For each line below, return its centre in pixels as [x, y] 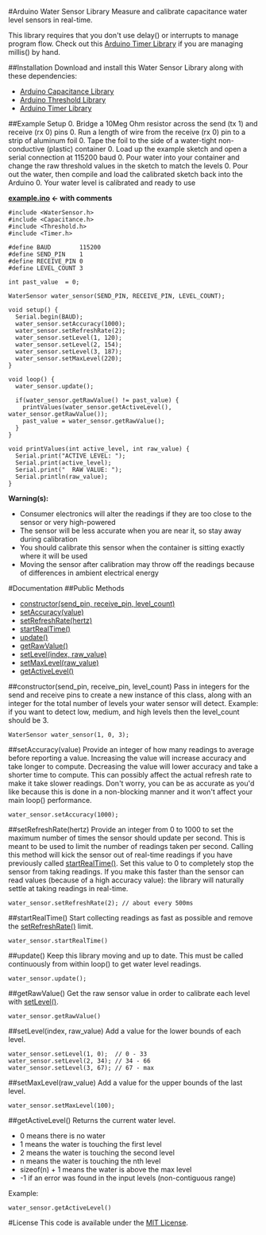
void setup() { [33, 310]
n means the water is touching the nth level [90, 1161]
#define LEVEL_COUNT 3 [46, 268]
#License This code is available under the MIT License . [98, 1223]
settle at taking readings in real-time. [68, 888]
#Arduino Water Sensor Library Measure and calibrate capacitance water [128, 12]
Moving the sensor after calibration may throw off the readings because [137, 564]
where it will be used [54, 556]
